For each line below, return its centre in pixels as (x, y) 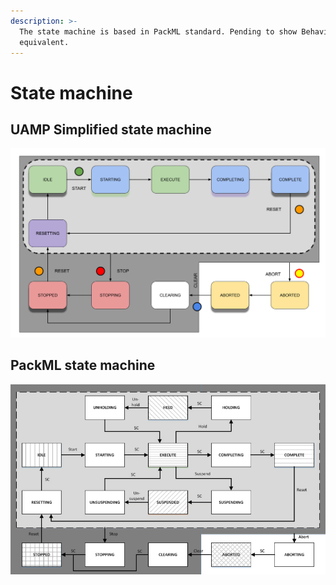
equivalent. (44, 42)
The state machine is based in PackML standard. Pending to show (158, 31)
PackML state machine (83, 365)
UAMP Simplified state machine (111, 129)
